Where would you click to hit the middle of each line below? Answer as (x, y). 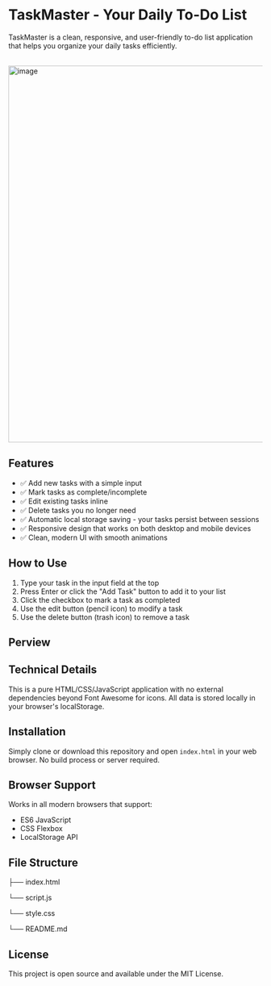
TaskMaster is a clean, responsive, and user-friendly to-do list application (131, 37)
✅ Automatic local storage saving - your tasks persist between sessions (140, 519)
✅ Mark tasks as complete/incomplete (83, 492)
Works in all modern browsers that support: (81, 804)
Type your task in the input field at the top (90, 583)
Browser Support (52, 785)
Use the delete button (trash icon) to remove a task (104, 617)
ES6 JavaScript (46, 820)
